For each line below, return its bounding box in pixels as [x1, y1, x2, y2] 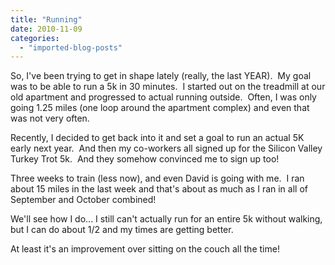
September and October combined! [10, 194, 157, 206]
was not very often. [10, 112, 90, 125]
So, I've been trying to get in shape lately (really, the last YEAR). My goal [10, 70, 312, 82]
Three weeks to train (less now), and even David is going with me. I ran [10, 172, 305, 185]
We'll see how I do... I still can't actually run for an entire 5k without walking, [10, 213, 323, 225]
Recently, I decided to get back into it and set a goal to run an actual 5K [10, 132, 305, 144]
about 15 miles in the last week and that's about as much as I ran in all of [10, 183, 308, 195]
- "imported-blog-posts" [19, 42, 123, 53]
